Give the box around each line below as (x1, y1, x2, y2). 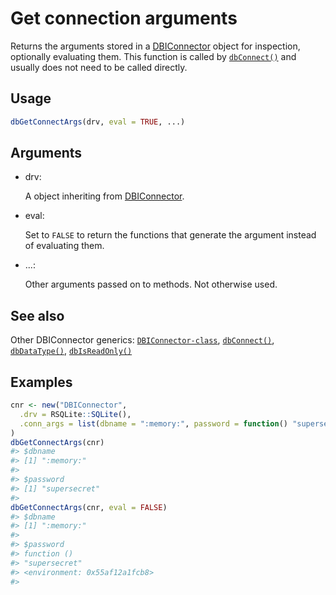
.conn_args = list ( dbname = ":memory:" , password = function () (19, 418, 288, 429)
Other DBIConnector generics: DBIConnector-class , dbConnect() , (10, 334, 275, 346)
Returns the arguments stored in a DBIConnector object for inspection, (10, 40, 301, 52)
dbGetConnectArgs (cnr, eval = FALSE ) (10, 502, 168, 512)
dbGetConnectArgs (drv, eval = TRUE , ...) (10, 117, 186, 127)
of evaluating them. (24, 240, 105, 252)
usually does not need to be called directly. (10, 61, 188, 73)
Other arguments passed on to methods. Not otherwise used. (24, 278, 278, 291)
